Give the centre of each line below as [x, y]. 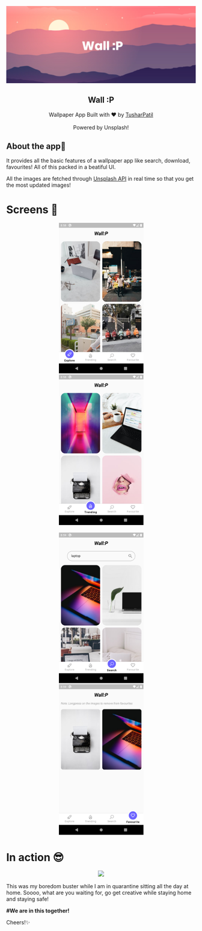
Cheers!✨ [18, 923]
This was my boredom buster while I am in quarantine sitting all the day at [97, 886]
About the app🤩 [36, 146]
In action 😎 [35, 857]
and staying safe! [28, 899]
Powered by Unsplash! [101, 127]
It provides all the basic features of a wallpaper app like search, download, [98, 161]
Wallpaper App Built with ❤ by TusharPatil [101, 114]
